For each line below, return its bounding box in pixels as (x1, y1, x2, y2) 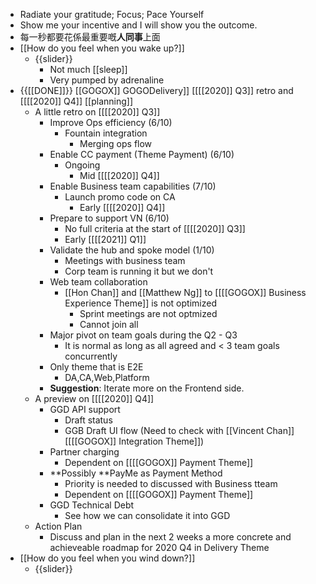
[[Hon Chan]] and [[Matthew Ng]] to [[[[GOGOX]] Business (64, 287, 307, 298)
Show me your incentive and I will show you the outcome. (19, 19, 258, 31)
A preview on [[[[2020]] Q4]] (34, 393, 155, 404)
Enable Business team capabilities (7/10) (49, 180, 217, 192)
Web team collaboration (49, 276, 148, 288)
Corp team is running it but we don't (64, 265, 214, 277)
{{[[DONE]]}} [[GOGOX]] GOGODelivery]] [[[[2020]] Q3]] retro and (19, 85, 294, 96)
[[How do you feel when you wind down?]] (19, 552, 196, 564)
